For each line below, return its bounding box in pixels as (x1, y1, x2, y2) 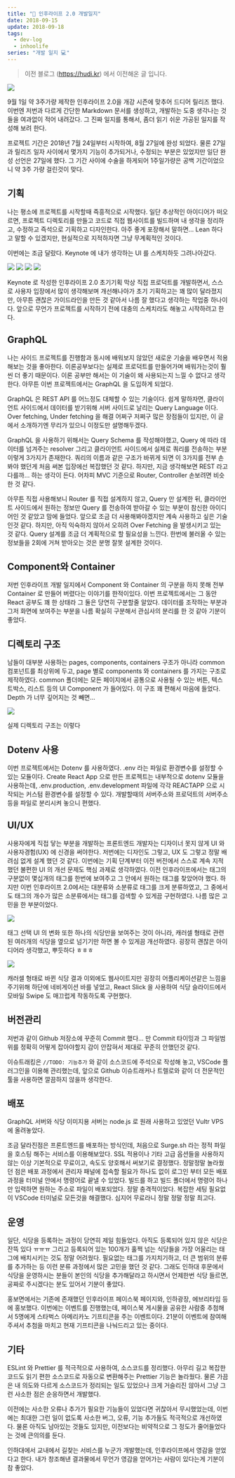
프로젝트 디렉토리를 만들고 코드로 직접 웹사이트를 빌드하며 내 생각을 (22, 216, 206, 224)
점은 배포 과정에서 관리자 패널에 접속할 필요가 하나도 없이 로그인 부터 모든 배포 (14, 1167, 228, 1176)
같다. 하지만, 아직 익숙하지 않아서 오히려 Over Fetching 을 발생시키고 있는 (20, 520, 222, 529)
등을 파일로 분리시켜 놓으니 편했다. (7, 799, 101, 807)
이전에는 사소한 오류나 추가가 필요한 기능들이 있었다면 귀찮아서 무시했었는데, (7, 1405, 215, 1413)
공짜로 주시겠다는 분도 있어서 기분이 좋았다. (7, 1280, 126, 1289)
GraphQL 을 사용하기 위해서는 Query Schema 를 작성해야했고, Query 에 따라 (7, 435, 219, 444)
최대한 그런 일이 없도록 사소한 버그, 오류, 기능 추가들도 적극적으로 (20, 1413, 198, 1422)
